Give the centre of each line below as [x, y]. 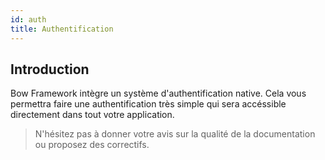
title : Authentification [62, 29]
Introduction [50, 69]
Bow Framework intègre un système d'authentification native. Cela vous [158, 93]
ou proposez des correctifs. [92, 145]
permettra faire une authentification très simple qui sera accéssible [148, 104]
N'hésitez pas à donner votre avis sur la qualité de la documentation [175, 134]
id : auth [28, 19]
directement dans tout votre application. [92, 115]
